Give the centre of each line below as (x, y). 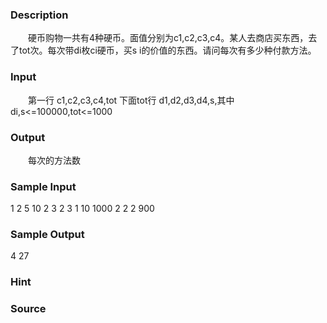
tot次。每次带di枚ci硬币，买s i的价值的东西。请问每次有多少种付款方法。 (167, 50)
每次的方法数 (54, 160)
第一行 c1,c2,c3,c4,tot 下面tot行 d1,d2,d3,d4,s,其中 (131, 100)
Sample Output (47, 235)
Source (28, 309)
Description (39, 15)
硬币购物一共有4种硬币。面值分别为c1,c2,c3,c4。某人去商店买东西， (168, 38)
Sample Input (43, 186)
